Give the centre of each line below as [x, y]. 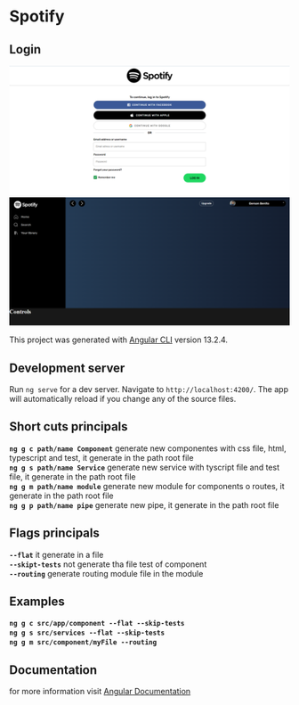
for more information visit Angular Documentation [100, 692]
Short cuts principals [69, 426]
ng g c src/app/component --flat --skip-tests [97, 624]
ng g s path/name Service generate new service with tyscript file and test [145, 467]
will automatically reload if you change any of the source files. [123, 398]
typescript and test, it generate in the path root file [101, 457]
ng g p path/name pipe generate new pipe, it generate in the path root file [144, 504]
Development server [67, 368]
